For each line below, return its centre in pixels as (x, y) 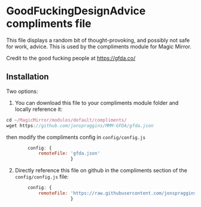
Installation (28, 77)
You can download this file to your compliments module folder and (97, 103)
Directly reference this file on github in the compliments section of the (101, 171)
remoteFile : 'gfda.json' (69, 153)
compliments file (49, 24)
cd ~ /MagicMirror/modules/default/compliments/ (67, 120)
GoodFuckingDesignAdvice (76, 11)
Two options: (22, 91)
